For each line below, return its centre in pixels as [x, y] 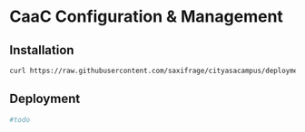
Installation [42, 50]
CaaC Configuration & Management [147, 17]
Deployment [45, 99]
